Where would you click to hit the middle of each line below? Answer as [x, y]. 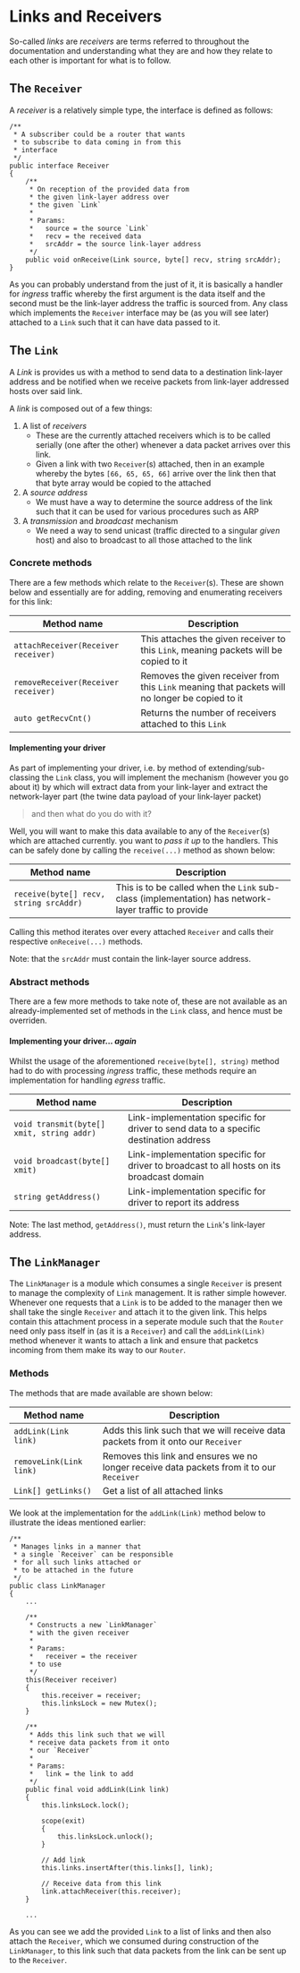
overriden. [28, 1021]
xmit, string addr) [55, 1133]
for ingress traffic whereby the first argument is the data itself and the [137, 294]
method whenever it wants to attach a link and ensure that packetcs [134, 1341]
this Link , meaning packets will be [212, 649]
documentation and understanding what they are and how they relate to [141, 50]
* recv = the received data [85, 236]
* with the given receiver [79, 1633]
